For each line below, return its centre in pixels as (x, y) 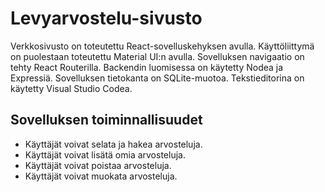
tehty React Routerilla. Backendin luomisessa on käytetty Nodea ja (147, 67)
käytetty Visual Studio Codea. (71, 88)
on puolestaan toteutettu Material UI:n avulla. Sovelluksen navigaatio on (157, 56)
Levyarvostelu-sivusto (106, 18)
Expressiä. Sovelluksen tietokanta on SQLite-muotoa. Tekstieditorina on (157, 78)
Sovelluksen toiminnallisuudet (106, 120)
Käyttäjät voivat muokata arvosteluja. (101, 176)
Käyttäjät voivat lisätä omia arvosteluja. (105, 154)
